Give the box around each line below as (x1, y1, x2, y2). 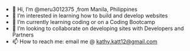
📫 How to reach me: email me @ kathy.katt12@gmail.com (12, 38, 158, 45)
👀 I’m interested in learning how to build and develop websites (12, 12, 168, 19)
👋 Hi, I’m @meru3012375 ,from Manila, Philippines (12, 6, 138, 13)
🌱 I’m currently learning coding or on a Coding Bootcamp (12, 19, 155, 25)
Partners (12, 31, 34, 38)
